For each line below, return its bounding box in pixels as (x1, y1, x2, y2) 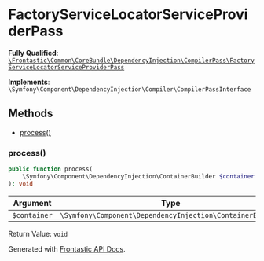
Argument (13, 197, 52, 208)
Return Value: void (8, 229, 68, 238)
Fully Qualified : (8, 48, 59, 57)
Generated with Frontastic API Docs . (8, 244, 126, 253)
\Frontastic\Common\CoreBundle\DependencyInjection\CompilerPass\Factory (8, 57, 255, 64)
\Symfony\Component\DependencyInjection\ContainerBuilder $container (22, 172, 255, 180)
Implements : (8, 77, 50, 86)
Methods (8, 107, 53, 120)
